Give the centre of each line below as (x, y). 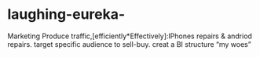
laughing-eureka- (66, 14)
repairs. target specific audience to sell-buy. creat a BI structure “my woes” (130, 44)
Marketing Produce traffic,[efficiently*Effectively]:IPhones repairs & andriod (130, 36)
